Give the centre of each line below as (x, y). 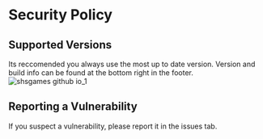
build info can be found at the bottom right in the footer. (101, 73)
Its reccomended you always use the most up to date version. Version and (132, 64)
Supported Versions (60, 45)
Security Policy (61, 15)
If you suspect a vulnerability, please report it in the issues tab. (113, 126)
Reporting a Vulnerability (73, 107)
